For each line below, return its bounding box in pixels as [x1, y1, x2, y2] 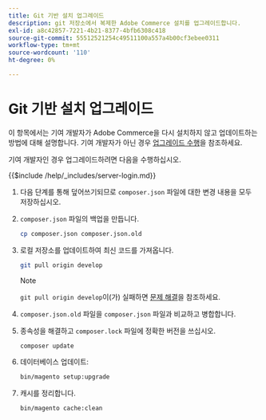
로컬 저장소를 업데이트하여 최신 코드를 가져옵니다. [19, 245, 174, 255]
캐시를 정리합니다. [19, 388, 76, 398]
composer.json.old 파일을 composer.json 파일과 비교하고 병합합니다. [19, 308, 236, 319]
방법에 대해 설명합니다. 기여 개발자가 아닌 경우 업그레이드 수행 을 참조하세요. [8, 137, 243, 147]
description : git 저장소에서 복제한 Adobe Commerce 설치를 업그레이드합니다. [8, 19, 241, 27]
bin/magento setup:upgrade [19, 373, 110, 381]
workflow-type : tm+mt [8, 41, 81, 49]
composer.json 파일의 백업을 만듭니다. [19, 214, 140, 223]
